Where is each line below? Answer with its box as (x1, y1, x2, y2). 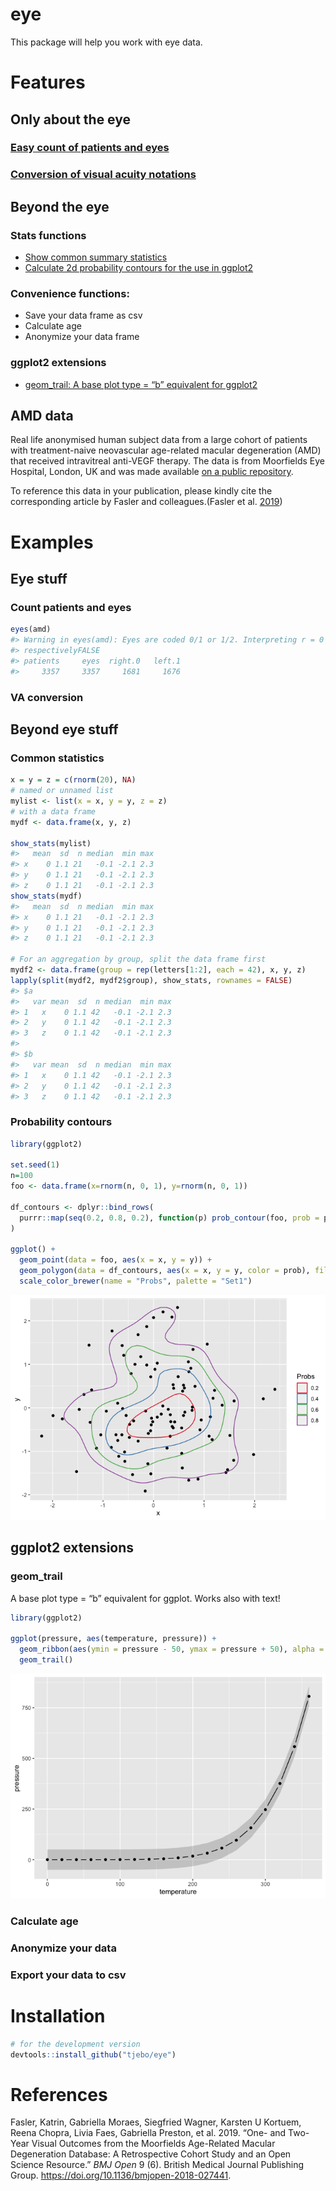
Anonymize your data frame (24, 331, 140, 343)
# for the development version (10, 2039, 141, 2049)
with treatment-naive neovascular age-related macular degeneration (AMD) (10, 444, 322, 457)
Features (10, 71, 86, 94)
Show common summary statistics (24, 251, 168, 263)
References (10, 2083, 108, 2106)
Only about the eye (10, 111, 132, 128)
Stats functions (10, 228, 87, 242)
